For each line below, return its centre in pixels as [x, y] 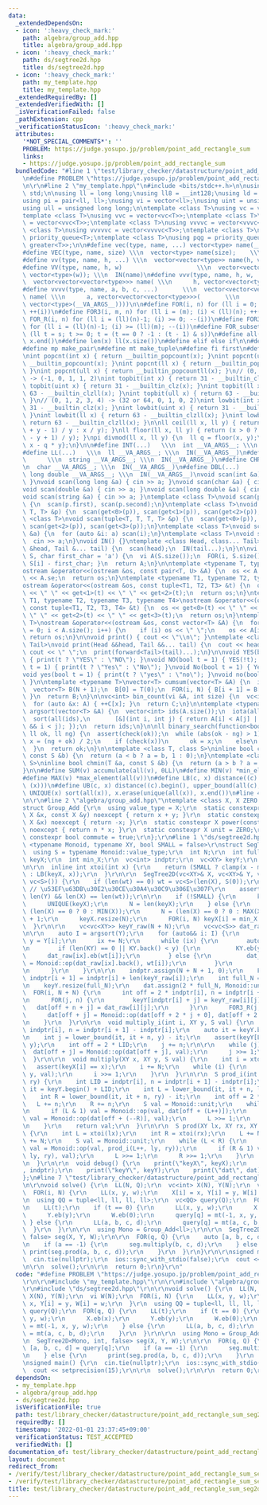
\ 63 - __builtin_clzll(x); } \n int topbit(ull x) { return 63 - [131, 393]
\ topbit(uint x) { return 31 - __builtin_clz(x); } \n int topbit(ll [138, 386]
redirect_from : [33, 1467]
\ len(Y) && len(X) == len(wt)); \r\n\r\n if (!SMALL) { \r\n [130, 897]
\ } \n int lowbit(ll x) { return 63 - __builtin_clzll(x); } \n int [133, 416]
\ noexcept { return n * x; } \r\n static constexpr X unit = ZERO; [138, 830]
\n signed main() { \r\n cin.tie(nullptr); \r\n [101, 1363]
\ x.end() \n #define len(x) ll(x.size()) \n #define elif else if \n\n [136, 342]
